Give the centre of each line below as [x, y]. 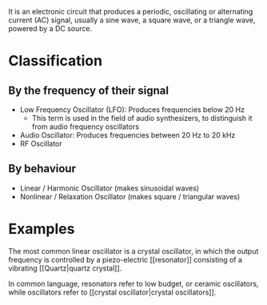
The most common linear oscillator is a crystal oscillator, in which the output [133, 251]
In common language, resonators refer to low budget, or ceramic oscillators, [133, 283]
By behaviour [42, 169]
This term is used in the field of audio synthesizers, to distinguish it [142, 118]
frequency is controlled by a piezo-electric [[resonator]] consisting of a [125, 259]
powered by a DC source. [50, 28]
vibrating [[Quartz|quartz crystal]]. [65, 268]
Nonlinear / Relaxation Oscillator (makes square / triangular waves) [130, 196]
